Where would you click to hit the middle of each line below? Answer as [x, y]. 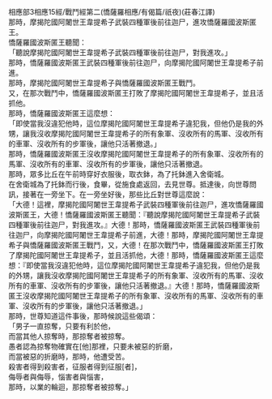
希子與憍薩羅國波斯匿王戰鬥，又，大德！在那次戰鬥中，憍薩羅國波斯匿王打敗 [136, 245]
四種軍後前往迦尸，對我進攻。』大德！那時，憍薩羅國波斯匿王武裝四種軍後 [131, 225]
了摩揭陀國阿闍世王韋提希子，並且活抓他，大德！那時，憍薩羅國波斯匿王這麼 [136, 255]
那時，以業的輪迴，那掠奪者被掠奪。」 [70, 387]
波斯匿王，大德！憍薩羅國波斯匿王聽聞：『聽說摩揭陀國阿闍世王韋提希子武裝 [134, 215]
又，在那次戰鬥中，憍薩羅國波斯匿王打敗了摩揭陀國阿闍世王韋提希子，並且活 [136, 93]
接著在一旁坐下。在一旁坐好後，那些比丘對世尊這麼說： [115, 194]
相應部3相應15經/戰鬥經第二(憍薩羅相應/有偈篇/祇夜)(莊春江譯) [112, 12]
